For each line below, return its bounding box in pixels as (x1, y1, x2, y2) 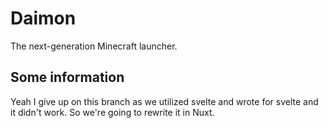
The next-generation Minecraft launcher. (10, 40, 178, 52)
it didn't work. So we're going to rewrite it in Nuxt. (10, 106, 215, 118)
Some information (10, 69, 125, 86)
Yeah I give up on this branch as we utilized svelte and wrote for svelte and (10, 95, 319, 107)
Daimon (10, 7, 77, 30)
